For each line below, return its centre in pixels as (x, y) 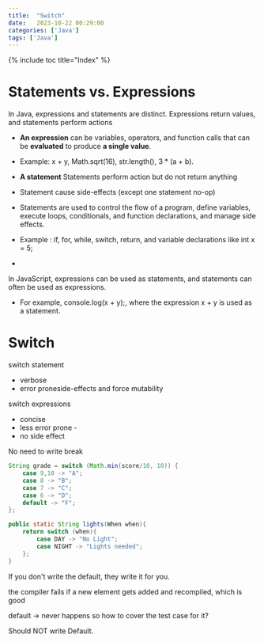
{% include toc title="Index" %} (59, 60)
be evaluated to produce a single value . (85, 146)
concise (32, 420)
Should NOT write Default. (51, 631)
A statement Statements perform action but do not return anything (128, 177)
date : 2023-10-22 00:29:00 (56, 23)
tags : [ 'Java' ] (33, 38)
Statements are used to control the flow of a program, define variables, (135, 207)
